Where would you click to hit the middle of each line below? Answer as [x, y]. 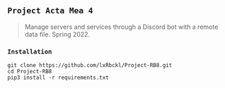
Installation [30, 51]
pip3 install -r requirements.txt [58, 78]
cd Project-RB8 [30, 72]
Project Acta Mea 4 [50, 11]
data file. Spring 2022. [57, 34]
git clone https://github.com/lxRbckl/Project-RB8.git [90, 65]
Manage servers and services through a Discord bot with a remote [121, 27]
